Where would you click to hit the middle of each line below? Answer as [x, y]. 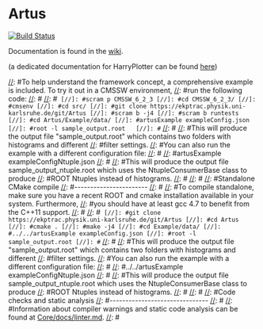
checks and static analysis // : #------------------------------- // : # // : [120, 300]
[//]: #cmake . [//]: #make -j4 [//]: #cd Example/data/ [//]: [115, 227]
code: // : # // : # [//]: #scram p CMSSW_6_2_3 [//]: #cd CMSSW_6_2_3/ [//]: [132, 98]
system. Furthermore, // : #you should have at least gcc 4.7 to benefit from [129, 204]
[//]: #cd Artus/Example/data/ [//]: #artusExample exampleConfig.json [129, 120]
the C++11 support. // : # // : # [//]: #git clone [84, 212]
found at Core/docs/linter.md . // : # [64, 317]
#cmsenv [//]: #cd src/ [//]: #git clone [78, 106]
